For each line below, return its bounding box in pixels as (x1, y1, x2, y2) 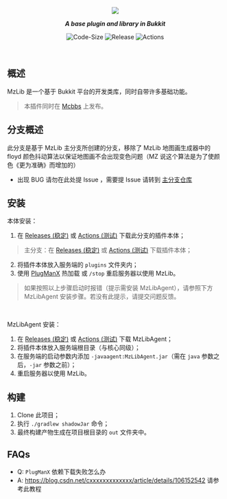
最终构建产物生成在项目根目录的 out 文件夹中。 (16, 428, 151, 436)
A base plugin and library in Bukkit (64, 20, 166, 27)
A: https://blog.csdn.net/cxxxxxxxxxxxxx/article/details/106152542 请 (16, 476, 214, 485)
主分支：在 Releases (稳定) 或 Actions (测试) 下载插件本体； (23, 246, 192, 254)
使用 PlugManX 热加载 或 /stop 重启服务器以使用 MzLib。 (16, 269, 180, 278)
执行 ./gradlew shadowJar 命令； (16, 419, 110, 428)
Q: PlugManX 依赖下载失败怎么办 (16, 467, 106, 476)
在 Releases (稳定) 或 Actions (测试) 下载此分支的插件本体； (16, 232, 185, 240)
